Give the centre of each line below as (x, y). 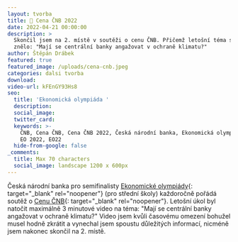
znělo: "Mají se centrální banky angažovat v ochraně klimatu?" (110, 47)
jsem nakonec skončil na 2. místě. (57, 231)
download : (22, 80)
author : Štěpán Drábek (41, 54)
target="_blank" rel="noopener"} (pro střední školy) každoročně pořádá (112, 193)
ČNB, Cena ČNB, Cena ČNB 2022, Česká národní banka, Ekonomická (117, 133)
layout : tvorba (30, 14)
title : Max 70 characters (52, 159)
